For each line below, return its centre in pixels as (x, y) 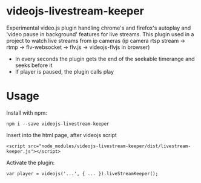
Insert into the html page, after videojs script (61, 135)
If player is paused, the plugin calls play (64, 71)
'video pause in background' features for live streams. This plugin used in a (100, 34)
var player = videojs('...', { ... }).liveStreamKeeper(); (82, 173)
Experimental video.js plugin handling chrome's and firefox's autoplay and (99, 28)
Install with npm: (27, 112)
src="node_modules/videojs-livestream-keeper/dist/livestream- (109, 146)
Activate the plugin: (31, 162)
